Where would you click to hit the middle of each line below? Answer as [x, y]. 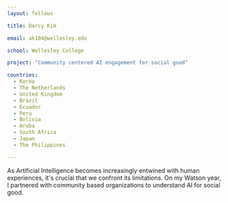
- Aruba [24, 126]
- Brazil [26, 100]
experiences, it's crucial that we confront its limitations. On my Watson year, [114, 178]
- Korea [24, 82]
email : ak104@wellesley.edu [47, 38]
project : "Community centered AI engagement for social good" [98, 63]
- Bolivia [27, 120]
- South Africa [35, 133]
